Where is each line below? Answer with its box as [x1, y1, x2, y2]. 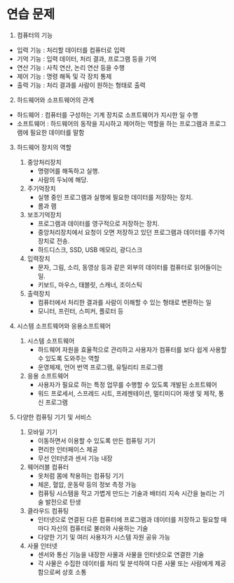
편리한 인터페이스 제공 [37, 445, 99, 453]
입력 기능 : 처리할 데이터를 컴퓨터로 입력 [16, 46, 125, 54]
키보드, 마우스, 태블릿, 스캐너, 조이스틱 [37, 280, 143, 289]
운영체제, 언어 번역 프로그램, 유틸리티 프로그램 [37, 362, 163, 371]
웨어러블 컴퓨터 [27, 462, 69, 471]
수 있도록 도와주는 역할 [37, 354, 100, 362]
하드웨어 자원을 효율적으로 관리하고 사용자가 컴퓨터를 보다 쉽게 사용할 [37, 345, 227, 354]
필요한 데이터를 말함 [29, 128, 85, 137]
